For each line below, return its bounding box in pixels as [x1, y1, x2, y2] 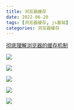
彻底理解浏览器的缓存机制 [6, 42, 68, 49]
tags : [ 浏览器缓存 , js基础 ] [6, 19, 69, 25]
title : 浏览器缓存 [6, 8, 47, 15]
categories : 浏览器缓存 [6, 25, 60, 31]
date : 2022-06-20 [6, 14, 49, 20]
